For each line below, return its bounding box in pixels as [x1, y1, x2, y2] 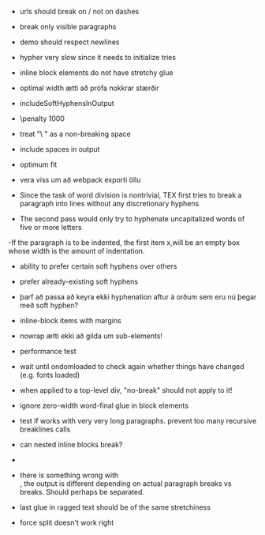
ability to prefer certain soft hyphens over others [19, 262, 177, 271]
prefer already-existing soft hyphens [19, 277, 139, 286]
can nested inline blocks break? [19, 440, 123, 449]
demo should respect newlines [19, 37, 120, 47]
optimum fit [19, 160, 58, 169]
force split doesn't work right [19, 518, 114, 527]
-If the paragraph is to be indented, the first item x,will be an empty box [8, 238, 241, 247]
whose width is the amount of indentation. [8, 247, 145, 255]
